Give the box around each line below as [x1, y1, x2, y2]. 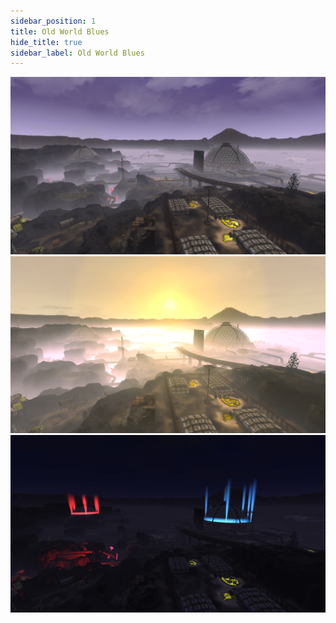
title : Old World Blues [10, 26, 110, 37]
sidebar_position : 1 [10, 16, 97, 26]
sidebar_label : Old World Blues [10, 48, 145, 58]
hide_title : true [10, 37, 83, 47]
